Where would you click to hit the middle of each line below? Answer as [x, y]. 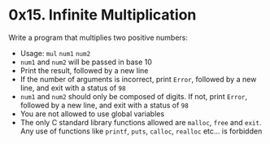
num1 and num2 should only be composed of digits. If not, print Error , [134, 96]
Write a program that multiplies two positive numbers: [98, 37]
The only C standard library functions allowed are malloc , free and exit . [141, 122]
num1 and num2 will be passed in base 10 [86, 62]
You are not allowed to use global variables [92, 113]
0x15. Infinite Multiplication [102, 15]
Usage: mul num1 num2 [55, 53]
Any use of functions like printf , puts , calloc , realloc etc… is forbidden [141, 131]
